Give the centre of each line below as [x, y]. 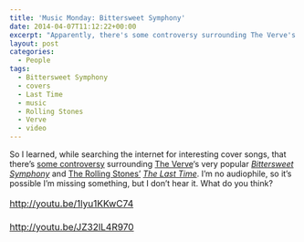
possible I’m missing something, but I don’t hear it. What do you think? [142, 183]
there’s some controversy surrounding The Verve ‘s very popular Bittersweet [152, 164]
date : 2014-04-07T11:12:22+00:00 [73, 26]
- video [32, 129]
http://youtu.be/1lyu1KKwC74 [72, 204]
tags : [20, 69]
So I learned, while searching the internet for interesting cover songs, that [148, 154]
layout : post [34, 43]
